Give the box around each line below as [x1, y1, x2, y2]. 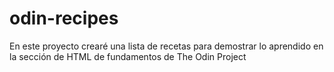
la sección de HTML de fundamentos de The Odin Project [9, 50, 247, 62]
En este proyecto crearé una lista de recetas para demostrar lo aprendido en [9, 40, 324, 52]
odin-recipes [9, 7, 119, 30]
